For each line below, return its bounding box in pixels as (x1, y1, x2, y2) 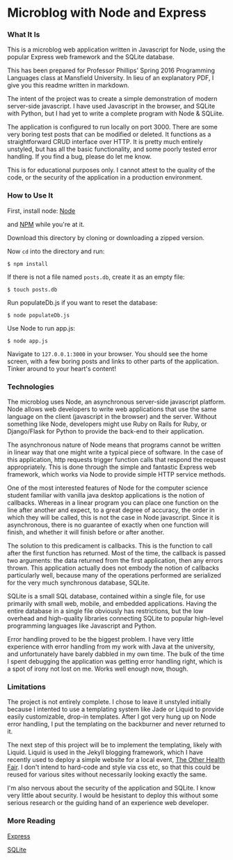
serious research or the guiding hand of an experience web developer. (7, 799, 209, 807)
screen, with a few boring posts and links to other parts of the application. (7, 357, 219, 365)
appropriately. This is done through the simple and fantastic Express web (7, 463, 217, 471)
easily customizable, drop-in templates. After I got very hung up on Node (7, 712, 217, 721)
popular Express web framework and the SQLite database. (7, 53, 175, 61)
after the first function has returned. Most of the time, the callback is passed (7, 549, 226, 557)
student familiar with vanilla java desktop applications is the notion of (7, 491, 205, 500)
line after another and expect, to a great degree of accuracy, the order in (7, 506, 215, 514)
